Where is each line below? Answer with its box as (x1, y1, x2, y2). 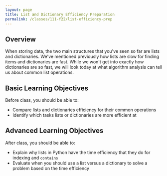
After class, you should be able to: (5, 140, 76, 146)
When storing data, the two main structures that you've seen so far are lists (5, 48, 160, 54)
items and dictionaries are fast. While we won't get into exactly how (5, 59, 144, 65)
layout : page (5, 7, 32, 12)
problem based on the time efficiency (12, 165, 90, 171)
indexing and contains (12, 155, 58, 161)
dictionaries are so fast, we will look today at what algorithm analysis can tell (5, 64, 163, 70)
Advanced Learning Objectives (5, 127, 104, 135)
